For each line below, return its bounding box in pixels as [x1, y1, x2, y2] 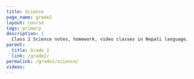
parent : [6, 42, 26, 48]
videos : [6, 64, 26, 70]
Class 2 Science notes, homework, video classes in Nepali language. [11, 36, 189, 42]
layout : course [6, 20, 44, 26]
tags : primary [6, 25, 42, 31]
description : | [6, 31, 44, 37]
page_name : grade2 [6, 14, 52, 20]
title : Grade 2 [11, 48, 50, 53]
